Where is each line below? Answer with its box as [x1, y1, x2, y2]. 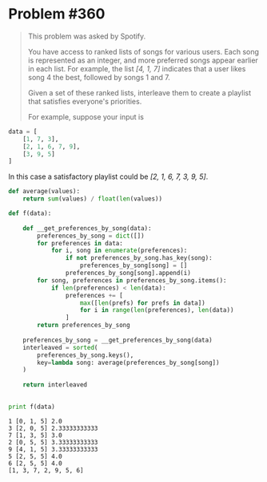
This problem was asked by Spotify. [27, 31, 146, 41]
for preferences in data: [37, 239, 124, 247]
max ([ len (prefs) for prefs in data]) [79, 298, 205, 307]
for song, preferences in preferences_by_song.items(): [37, 276, 227, 285]
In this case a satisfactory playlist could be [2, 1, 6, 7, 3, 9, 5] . [8, 172, 209, 181]
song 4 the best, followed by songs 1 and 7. [27, 72, 170, 82]
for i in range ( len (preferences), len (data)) [79, 306, 234, 314]
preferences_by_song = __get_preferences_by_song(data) [22, 336, 213, 344]
